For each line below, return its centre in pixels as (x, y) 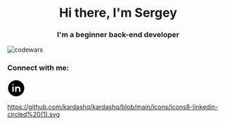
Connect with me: (38, 68)
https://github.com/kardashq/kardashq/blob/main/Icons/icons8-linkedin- (113, 107)
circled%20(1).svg (34, 114)
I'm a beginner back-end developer (118, 35)
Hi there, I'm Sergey (118, 13)
